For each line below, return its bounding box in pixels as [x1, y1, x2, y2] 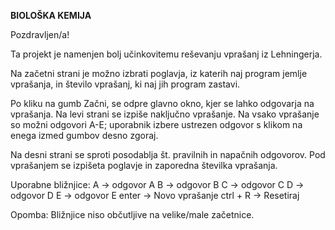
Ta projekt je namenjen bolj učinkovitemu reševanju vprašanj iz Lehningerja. [10, 48, 323, 60]
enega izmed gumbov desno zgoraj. [10, 130, 159, 141]
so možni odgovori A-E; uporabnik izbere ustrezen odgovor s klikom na [10, 119, 303, 130]
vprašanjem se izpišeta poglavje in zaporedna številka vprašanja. [10, 160, 278, 171]
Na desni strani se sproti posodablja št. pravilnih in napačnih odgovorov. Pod [10, 149, 326, 160]
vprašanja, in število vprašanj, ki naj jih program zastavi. [10, 78, 241, 90]
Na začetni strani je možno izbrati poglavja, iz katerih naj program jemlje [10, 68, 308, 79]
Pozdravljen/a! [10, 29, 70, 40]
